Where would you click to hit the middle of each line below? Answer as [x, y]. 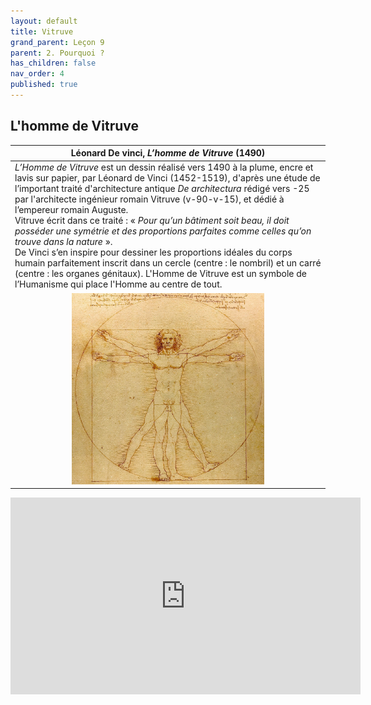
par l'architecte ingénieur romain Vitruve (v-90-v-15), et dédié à [149, 199]
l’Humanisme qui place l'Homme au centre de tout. [118, 284]
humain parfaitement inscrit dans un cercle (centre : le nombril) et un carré [168, 263]
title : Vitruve [42, 31]
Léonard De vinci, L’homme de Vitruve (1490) [168, 153]
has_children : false [53, 63]
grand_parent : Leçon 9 [57, 42]
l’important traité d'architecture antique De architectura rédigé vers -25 [162, 189]
